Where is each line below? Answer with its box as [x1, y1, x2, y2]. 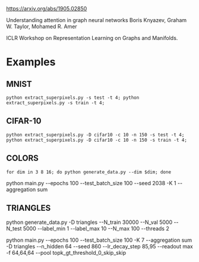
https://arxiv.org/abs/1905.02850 [6, 5, 87, 12]
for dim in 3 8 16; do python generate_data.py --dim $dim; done [6, 169, 171, 175]
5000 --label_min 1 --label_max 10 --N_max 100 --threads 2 [23, 225, 169, 232]
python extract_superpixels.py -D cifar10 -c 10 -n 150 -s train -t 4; [6, 137, 187, 143]
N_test [6, 225, 22, 232]
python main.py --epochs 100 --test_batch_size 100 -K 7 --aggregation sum [6, 236, 192, 244]
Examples [6, 55, 56, 69]
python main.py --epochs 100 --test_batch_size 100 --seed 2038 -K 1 [6, 179, 176, 186]
